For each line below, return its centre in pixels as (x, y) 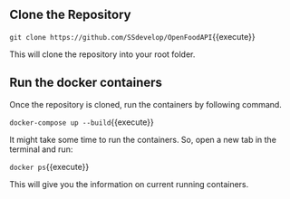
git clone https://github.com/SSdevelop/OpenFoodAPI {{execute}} (132, 36)
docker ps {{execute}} (49, 166)
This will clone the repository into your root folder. (102, 54)
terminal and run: (41, 149)
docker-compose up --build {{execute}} (82, 122)
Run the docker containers (86, 83)
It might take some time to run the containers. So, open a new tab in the (143, 139)
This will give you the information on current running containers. (129, 184)
